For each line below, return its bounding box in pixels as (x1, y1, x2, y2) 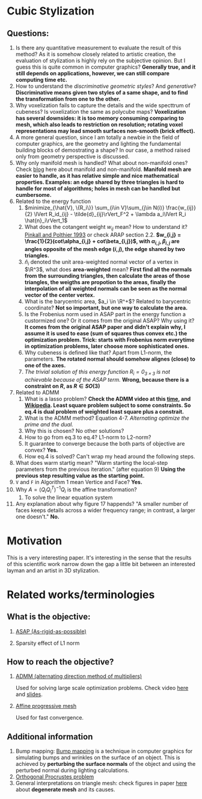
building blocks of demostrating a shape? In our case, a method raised (15, 146, 191, 154)
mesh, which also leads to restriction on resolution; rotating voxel (15, 121, 183, 128)
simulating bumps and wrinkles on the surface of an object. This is (15, 754, 180, 761)
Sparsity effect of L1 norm (15, 639, 80, 647)
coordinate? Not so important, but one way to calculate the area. (24, 304, 188, 311)
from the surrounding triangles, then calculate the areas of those (24, 272, 190, 279)
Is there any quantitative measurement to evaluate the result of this (15, 44, 182, 51)
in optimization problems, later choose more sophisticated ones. (24, 343, 189, 350)
